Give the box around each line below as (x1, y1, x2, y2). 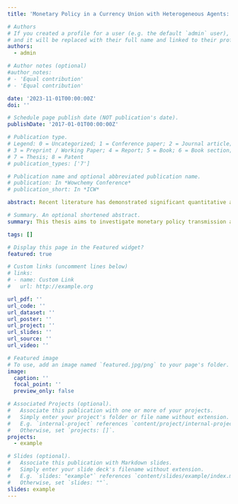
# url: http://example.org (7, 283, 93, 290)
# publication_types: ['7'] (7, 160, 91, 167)
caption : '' (13, 374, 50, 381)
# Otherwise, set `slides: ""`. (7, 479, 110, 486)
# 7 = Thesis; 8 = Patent (7, 153, 84, 160)
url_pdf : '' (7, 296, 42, 303)
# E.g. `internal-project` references (7, 420, 129, 427)
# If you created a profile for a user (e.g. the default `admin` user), (7, 30, 230, 37)
